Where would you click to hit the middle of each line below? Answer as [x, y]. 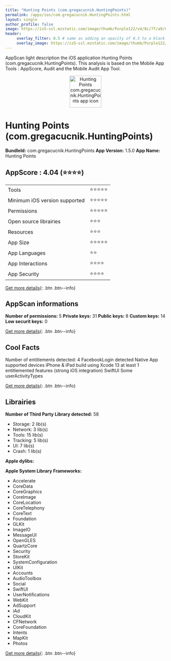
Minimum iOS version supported [46, 200]
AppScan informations [42, 304]
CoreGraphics [27, 491]
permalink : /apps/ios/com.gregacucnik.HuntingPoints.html [68, 15]
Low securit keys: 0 [26, 321]
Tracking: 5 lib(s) [30, 440]
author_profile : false [29, 24]
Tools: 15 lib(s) [28, 435]
